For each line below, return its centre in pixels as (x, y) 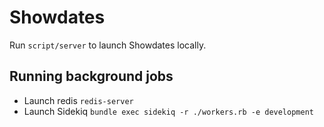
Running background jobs (91, 76)
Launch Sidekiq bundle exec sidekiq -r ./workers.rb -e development (168, 111)
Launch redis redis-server (78, 100)
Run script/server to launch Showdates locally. (108, 45)
